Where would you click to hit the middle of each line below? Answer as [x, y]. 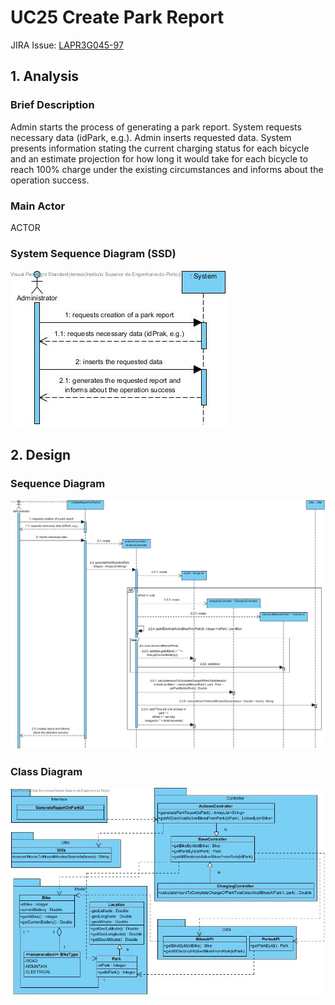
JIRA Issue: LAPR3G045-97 [67, 45]
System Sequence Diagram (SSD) [93, 253]
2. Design [41, 454]
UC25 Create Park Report [117, 17]
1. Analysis [45, 76]
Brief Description [52, 105]
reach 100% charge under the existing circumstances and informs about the [167, 169]
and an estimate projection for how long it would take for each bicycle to [159, 158]
